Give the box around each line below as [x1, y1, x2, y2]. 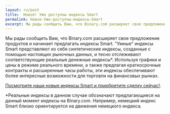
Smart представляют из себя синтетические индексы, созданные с [5, 46, 151, 52]
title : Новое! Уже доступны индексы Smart [5, 12, 99, 17]
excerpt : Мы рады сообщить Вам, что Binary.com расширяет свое [5, 21, 142, 27]
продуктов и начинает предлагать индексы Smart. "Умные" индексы [5, 41, 153, 47]
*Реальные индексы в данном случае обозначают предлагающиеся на [5, 92, 160, 98]
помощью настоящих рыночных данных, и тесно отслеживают [5, 51, 142, 58]
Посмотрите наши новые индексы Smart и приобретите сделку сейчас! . [5, 83, 162, 89]
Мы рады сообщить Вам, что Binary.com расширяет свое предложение [5, 35, 160, 41]
